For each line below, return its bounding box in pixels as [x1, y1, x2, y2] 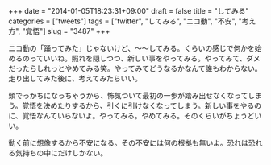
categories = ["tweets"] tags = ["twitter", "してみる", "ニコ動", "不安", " [8, 16, 242, 26]
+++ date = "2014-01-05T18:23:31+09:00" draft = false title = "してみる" [8, 6, 249, 15]
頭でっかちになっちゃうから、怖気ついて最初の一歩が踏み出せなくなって [8, 91, 248, 100]
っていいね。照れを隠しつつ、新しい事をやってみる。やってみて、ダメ [29, 54, 261, 63]
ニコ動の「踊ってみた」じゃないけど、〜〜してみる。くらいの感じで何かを [8, 43, 256, 53]
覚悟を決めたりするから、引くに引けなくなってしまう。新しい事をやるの [22, 101, 262, 110]
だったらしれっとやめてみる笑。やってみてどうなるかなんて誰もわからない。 [8, 64, 262, 73]
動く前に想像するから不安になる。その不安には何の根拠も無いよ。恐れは [8, 138, 248, 147]
